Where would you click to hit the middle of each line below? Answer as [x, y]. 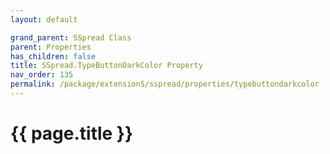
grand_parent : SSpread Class [71, 37]
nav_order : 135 [42, 75]
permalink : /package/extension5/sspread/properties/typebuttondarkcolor [165, 84]
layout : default [44, 19]
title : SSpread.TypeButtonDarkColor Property [106, 66]
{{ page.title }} [72, 133]
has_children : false [53, 56]
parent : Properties [51, 47]
